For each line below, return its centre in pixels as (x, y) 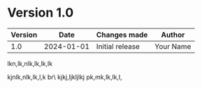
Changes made (122, 35)
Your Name (173, 46)
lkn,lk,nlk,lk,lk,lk (30, 63)
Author (173, 35)
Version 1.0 (41, 13)
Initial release (118, 46)
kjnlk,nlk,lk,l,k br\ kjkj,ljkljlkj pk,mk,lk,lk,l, (65, 77)
